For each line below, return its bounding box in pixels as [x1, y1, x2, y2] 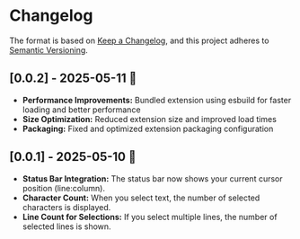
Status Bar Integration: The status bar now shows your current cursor [22, 173, 283, 184]
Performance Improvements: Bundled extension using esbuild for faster [22, 94, 292, 105]
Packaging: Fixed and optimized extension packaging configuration [22, 123, 274, 134]
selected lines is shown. [22, 221, 111, 232]
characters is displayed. [22, 201, 111, 212]
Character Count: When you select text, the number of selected [22, 192, 260, 203]
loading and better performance [22, 104, 141, 115]
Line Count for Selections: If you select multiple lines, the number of [22, 211, 278, 222]
